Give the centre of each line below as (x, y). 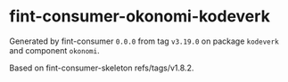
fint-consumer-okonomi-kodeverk (140, 16)
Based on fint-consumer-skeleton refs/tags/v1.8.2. (102, 68)
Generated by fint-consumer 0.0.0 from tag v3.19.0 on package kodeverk (144, 41)
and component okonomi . (54, 50)
